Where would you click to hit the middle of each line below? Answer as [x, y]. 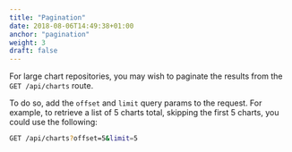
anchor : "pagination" [50, 34]
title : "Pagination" [48, 17]
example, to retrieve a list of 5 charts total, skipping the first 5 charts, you [144, 113]
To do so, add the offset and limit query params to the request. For [136, 103]
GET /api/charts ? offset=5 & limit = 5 [74, 139]
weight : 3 [28, 42]
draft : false [34, 51]
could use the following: [54, 122]
